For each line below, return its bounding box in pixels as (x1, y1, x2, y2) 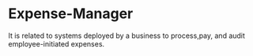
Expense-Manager (8, 5, 134, 23)
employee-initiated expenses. (8, 39, 105, 48)
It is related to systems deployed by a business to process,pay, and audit (8, 31, 245, 40)
